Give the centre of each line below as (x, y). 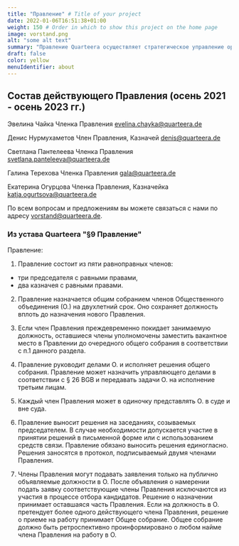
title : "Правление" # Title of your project (74, 14)
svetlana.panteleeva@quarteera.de (59, 159)
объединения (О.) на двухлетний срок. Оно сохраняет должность (118, 307)
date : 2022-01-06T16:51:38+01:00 (57, 21)
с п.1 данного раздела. (52, 351)
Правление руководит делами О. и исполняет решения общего (114, 364)
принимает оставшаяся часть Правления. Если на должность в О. (118, 504)
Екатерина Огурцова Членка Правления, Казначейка (88, 187)
